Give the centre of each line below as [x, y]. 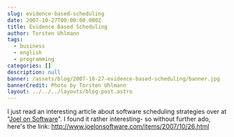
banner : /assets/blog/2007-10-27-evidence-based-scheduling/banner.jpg [114, 79]
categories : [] [29, 66]
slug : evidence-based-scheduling [56, 14]
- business [29, 46]
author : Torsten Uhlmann [43, 33]
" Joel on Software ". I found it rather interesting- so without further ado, [109, 119]
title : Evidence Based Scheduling [58, 27]
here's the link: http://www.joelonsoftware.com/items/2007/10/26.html [108, 127]
